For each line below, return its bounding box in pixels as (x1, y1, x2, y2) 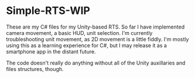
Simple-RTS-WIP (6, 4, 91, 17)
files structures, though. (6, 65, 64, 72)
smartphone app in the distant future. (6, 48, 96, 55)
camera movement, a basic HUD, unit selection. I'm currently (6, 29, 153, 36)
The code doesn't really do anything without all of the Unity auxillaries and (6, 59, 186, 66)
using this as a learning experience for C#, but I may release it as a (6, 42, 167, 49)
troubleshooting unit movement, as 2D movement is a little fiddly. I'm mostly (6, 36, 189, 42)
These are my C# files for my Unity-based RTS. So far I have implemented (6, 23, 185, 30)
